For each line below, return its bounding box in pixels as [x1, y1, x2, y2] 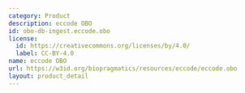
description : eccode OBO [8, 19, 92, 27]
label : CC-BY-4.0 [15, 49, 75, 57]
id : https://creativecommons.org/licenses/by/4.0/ [15, 42, 191, 50]
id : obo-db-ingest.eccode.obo [8, 27, 111, 35]
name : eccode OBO [8, 57, 67, 66]
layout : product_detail [8, 72, 89, 80]
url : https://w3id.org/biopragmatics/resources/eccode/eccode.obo [8, 65, 238, 73]
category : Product [8, 11, 71, 20]
